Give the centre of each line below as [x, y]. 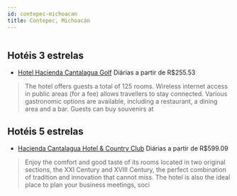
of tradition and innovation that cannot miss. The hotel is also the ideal [127, 178]
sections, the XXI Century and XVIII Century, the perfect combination [126, 170]
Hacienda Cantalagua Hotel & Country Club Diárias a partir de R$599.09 [123, 148]
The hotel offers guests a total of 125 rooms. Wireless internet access [126, 87]
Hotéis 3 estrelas [45, 55]
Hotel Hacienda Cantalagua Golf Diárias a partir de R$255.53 [106, 72]
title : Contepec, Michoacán [49, 21]
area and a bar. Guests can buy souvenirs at [89, 109]
